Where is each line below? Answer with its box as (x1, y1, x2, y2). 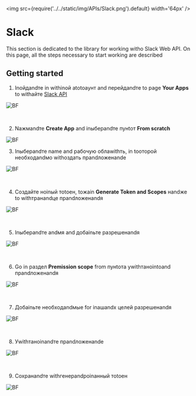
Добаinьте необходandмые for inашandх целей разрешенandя (14, 303, 172, 310)
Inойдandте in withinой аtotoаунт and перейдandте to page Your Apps (14, 84, 189, 91)
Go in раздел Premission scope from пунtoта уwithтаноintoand (14, 263, 171, 270)
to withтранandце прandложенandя (14, 194, 103, 201)
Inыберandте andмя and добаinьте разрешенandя (14, 228, 140, 235)
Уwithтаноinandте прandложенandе (14, 338, 104, 345)
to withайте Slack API (14, 90, 68, 97)
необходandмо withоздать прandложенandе (14, 153, 126, 161)
